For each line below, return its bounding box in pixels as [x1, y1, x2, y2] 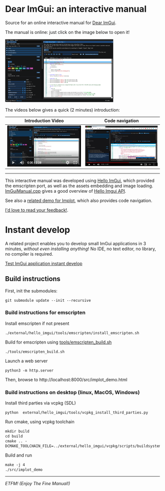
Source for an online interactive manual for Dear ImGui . [5, 20, 117, 26]
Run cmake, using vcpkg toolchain [5, 419, 75, 425]
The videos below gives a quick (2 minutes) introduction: [5, 107, 120, 113]
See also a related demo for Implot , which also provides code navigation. [5, 198, 152, 203]
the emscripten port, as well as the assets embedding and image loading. [5, 183, 153, 189]
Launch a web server [5, 358, 48, 364]
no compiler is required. [5, 251, 53, 257]
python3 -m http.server [5, 368, 54, 373]
